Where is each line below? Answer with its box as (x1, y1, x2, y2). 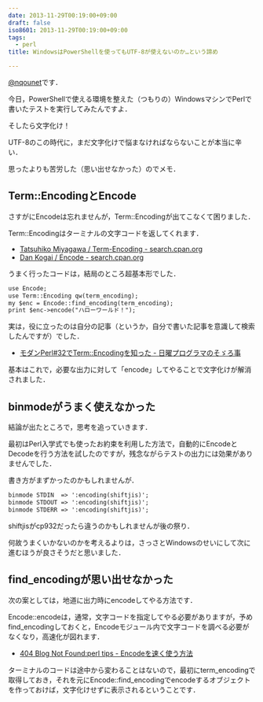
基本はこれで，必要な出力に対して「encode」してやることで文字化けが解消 (8, 365, 252, 375)
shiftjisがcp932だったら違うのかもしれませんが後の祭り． (8, 521, 195, 530)
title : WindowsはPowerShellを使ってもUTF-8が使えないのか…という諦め (8, 48, 218, 56)
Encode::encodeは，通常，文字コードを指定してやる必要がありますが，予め (8, 611, 254, 622)
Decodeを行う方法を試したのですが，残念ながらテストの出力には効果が (8, 449, 239, 459)
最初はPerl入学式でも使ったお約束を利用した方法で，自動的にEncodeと (8, 439, 238, 449)
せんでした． (14, 459, 57, 468)
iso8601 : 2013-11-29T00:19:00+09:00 (8, 26, 128, 34)
